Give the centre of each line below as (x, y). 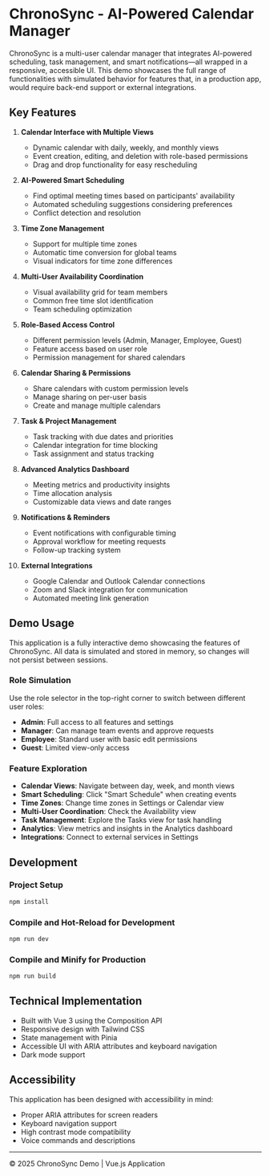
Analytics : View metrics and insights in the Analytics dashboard (127, 828)
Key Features (43, 113)
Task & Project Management (69, 421)
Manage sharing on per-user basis (90, 397)
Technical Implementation (76, 1001)
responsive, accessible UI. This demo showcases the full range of (118, 70)
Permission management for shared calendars (109, 357)
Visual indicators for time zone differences (103, 261)
